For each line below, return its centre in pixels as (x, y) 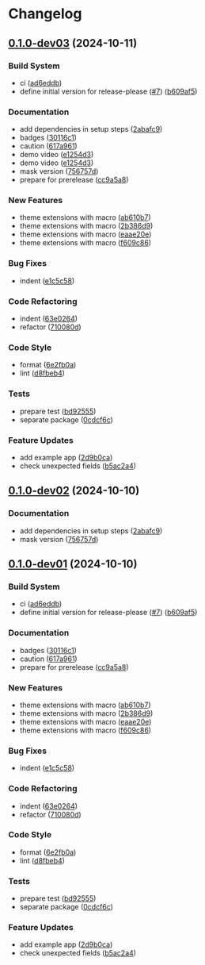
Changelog (45, 14)
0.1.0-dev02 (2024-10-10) (74, 491)
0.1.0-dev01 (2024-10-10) (73, 564)
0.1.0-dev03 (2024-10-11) (73, 43)
